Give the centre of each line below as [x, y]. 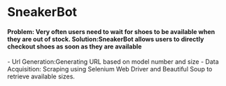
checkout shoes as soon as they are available [75, 46]
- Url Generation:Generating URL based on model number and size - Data [113, 62]
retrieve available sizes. [41, 76]
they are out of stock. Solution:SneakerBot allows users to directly [106, 39]
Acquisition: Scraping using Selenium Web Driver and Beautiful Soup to [110, 69]
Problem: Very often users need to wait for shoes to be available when [111, 31]
